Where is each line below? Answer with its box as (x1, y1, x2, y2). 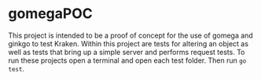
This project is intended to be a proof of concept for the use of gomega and (8, 31, 253, 40)
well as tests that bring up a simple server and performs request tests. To (8, 47, 245, 56)
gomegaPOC (8, 5, 93, 23)
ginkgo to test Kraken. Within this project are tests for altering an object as (8, 38, 249, 48)
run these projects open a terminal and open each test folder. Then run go (8, 56, 247, 65)
